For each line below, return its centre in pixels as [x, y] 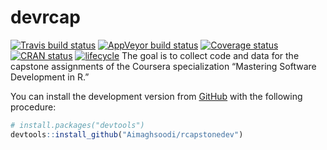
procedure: [33, 107]
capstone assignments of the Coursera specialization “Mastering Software [163, 66]
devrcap [45, 17]
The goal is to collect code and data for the [210, 55]
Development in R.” [50, 77]
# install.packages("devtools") [77, 125]
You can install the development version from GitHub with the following [156, 96]
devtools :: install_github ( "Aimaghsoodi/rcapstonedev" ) [127, 134]
